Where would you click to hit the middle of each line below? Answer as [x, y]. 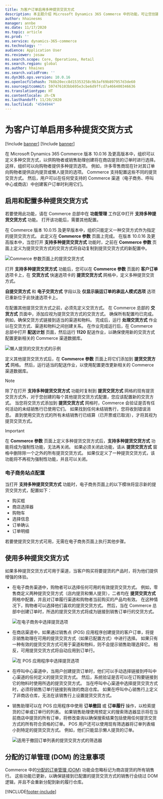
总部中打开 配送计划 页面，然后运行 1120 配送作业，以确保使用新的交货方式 [80, 332]
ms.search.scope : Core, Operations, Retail [50, 59]
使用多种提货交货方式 [37, 558]
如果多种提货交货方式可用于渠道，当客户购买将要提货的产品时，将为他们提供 [81, 571]
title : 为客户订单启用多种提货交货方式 [40, 9]
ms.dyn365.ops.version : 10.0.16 [38, 77]
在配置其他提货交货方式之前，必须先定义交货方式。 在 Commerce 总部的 [77, 308]
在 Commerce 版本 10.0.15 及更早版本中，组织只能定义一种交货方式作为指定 [80, 230]
